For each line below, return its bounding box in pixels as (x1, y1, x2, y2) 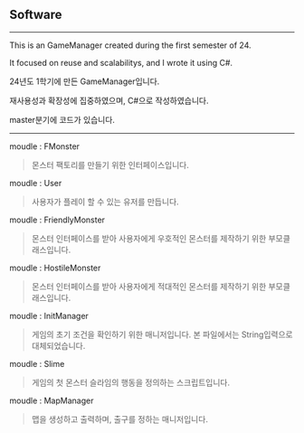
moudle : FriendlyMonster (9, 214, 106, 225)
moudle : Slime (9, 358, 65, 369)
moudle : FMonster (9, 140, 80, 152)
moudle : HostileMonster (9, 262, 101, 273)
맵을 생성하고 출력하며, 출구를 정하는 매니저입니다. (31, 413, 208, 424)
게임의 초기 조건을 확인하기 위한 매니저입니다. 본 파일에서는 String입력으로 (31, 329, 293, 340)
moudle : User (9, 177, 62, 188)
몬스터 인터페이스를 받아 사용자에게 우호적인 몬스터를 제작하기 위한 (31, 232, 267, 243)
